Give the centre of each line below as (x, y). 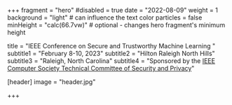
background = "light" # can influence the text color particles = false (105, 17)
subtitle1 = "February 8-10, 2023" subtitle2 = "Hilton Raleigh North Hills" (111, 53)
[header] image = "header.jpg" (52, 82)
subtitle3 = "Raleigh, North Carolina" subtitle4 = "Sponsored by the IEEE (111, 61)
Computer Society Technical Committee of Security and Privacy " (101, 68)
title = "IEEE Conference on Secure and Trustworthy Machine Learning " (111, 46)
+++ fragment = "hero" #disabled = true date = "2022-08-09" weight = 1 (113, 10)
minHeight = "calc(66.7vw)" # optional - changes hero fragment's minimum (116, 25)
